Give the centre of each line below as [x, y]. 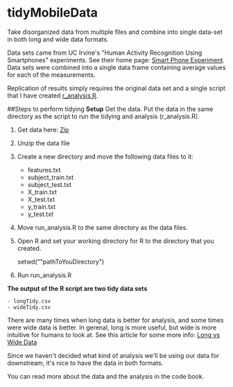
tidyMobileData [53, 13]
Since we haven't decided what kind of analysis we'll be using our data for [113, 355]
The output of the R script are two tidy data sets [77, 288]
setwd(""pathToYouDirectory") [61, 262]
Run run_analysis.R [44, 275]
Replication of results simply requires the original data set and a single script [116, 88]
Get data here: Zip [43, 129]
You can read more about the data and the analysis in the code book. [106, 376]
